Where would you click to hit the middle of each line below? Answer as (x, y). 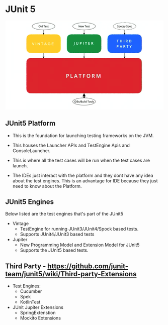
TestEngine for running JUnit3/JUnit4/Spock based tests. (79, 229)
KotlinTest (30, 302)
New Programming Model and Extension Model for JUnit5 (80, 245)
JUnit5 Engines (30, 202)
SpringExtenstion (38, 313)
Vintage (21, 224)
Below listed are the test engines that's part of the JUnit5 (64, 214)
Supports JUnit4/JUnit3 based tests (57, 234)
